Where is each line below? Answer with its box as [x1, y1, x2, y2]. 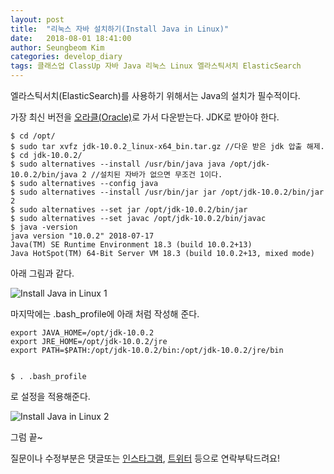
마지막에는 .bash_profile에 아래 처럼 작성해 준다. [10, 308, 200, 320]
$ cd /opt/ [10, 131, 56, 141]
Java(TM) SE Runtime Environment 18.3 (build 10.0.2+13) [10, 240, 253, 250]
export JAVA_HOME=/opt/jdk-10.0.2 [10, 328, 155, 338]
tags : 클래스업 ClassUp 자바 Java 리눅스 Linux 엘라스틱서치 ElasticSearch [10, 61, 302, 71]
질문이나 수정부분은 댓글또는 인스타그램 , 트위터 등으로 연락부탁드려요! [10, 452, 280, 464]
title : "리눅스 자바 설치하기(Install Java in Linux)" [10, 24, 230, 34]
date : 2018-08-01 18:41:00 [10, 33, 132, 43]
